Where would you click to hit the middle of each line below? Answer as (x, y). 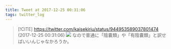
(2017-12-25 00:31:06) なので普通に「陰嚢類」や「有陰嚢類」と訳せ (92, 35)
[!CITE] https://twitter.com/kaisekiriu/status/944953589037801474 (88, 29)
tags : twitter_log (25, 15)
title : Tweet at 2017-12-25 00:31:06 (45, 10)
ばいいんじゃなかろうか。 (45, 41)
